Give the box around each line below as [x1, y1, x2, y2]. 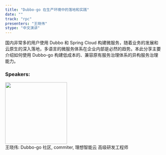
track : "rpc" [5, 16, 32, 21]
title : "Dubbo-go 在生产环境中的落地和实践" [5, 7, 89, 12]
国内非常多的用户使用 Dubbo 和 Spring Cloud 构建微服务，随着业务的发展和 [5, 40, 159, 46]
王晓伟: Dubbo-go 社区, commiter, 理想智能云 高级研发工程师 [5, 144, 128, 151]
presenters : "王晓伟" [5, 21, 47, 26]
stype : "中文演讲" [5, 26, 41, 31]
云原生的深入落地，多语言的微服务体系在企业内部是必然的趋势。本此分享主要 [5, 46, 161, 52]
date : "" [5, 12, 23, 17]
